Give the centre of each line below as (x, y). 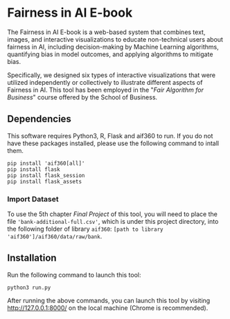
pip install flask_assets (44, 181)
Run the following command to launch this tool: (74, 275)
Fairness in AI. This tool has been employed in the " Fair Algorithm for (106, 90)
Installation (32, 258)
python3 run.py (29, 287)
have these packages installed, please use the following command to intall (113, 143)
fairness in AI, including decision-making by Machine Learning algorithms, (113, 47)
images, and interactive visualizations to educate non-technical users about (115, 39)
